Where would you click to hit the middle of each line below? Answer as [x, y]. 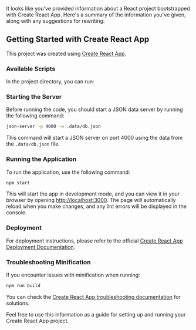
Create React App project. [38, 321]
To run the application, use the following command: [68, 172]
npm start [18, 183]
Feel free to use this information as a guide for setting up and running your [96, 314]
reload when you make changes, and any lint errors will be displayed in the [96, 206]
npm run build [23, 286]
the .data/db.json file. [33, 144]
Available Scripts [31, 69]
